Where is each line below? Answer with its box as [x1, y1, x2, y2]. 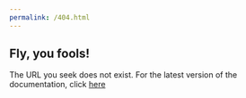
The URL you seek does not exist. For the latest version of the [9, 69, 238, 80]
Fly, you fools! [9, 46, 90, 61]
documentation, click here [9, 79, 106, 90]
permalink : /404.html [9, 12, 91, 22]
